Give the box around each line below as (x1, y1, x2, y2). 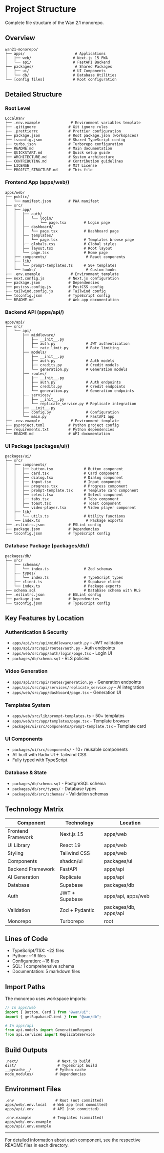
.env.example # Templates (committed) (5, 1115, 104, 1120)
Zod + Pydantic (60, 907, 95, 914)
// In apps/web (5, 1005, 36, 1010)
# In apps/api (5, 1023, 34, 1028)
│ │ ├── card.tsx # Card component (5, 471, 119, 476)
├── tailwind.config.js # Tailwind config (5, 288, 106, 294)
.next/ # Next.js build (5, 1059, 91, 1064)
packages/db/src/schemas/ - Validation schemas (12, 791, 108, 796)
